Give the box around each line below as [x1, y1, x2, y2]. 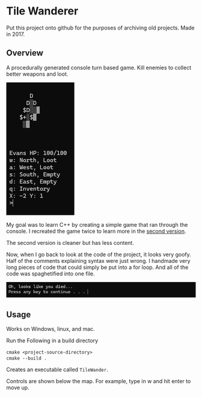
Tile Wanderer [6, 4, 79, 18]
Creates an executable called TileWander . [6, 366, 108, 374]
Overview [6, 48, 44, 58]
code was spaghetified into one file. [6, 269, 95, 277]
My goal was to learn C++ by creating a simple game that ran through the [6, 221, 188, 228]
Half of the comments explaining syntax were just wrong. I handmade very [6, 257, 191, 264]
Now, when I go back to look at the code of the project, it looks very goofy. [6, 251, 191, 258]
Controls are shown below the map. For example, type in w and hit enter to [6, 378, 191, 385]
